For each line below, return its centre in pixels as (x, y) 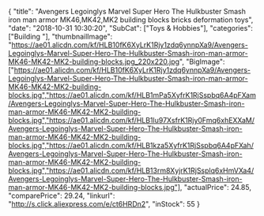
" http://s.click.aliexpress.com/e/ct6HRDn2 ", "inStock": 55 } (104, 204)
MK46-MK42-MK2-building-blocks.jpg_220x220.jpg (94, 61)
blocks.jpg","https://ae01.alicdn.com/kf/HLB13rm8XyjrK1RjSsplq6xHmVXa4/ (131, 170)
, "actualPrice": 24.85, (215, 187)
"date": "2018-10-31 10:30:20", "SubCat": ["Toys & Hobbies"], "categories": (130, 28)
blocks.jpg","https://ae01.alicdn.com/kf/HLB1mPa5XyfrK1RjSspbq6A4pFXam (132, 95)
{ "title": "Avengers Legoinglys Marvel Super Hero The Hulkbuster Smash (127, 11)
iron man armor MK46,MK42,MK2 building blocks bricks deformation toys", (131, 20)
